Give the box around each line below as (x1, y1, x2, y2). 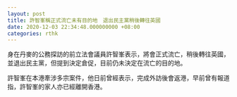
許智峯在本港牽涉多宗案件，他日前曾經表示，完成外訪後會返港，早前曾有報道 (7, 74, 230, 82)
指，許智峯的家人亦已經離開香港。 (7, 82, 107, 91)
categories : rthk (7, 30, 59, 37)
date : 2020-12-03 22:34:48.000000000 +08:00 (7, 23, 140, 30)
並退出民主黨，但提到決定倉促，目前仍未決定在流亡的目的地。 (7, 59, 187, 67)
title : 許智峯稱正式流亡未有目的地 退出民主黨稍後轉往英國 (7, 17, 161, 24)
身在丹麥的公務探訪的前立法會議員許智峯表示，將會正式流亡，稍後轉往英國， (7, 50, 230, 58)
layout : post (7, 10, 46, 18)
